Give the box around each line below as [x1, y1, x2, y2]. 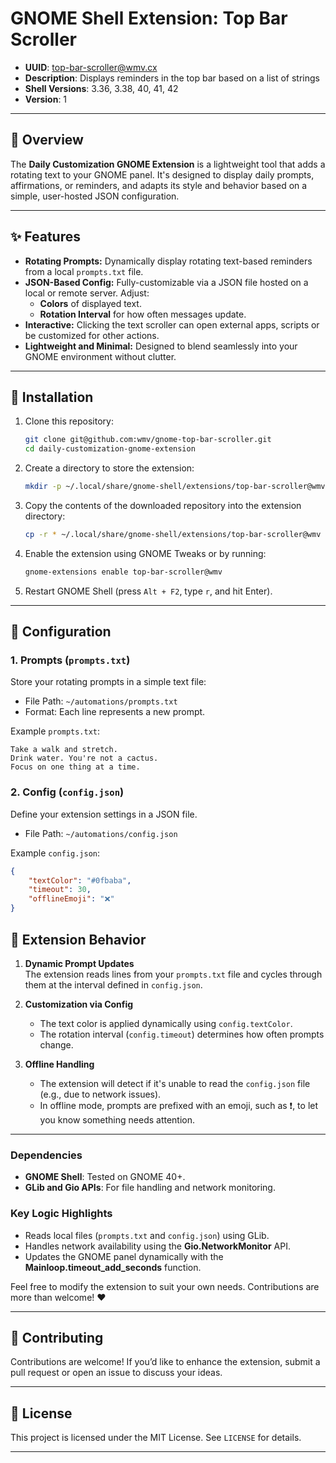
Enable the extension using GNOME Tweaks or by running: [24, 547, 267, 559]
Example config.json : [10, 847, 101, 859]
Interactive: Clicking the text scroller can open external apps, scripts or [24, 318, 320, 331]
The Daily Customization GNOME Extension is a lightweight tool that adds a [10, 158, 326, 170]
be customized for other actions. [24, 329, 160, 341]
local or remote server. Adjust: [24, 287, 150, 299]
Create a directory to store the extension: [24, 462, 195, 474]
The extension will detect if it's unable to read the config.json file [39, 1077, 311, 1089]
